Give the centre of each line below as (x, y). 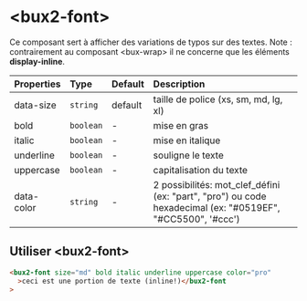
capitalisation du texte (201, 170)
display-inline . (37, 61)
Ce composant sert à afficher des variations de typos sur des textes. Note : (151, 42)
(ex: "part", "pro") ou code (210, 196)
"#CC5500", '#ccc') (196, 219)
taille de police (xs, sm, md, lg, (218, 99)
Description (179, 84)
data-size (35, 105)
